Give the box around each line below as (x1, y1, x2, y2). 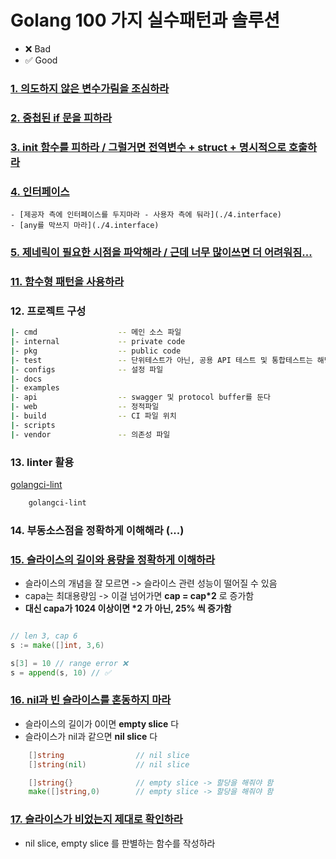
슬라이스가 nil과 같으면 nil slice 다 (24, 730, 158, 742)
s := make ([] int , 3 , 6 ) (10, 640, 105, 650)
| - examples (10, 383, 60, 393)
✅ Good (24, 54, 58, 66)
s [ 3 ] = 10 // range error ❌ (10, 658, 129, 668)
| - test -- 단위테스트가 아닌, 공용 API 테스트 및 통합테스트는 (10, 355, 313, 365)
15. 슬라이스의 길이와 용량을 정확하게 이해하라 (10, 552, 216, 566)
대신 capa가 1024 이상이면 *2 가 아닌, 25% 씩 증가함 (24, 602, 232, 615)
